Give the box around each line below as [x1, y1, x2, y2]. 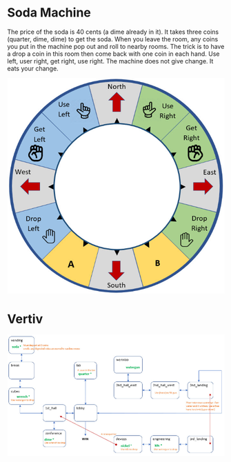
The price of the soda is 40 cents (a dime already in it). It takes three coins [7, 28, 219, 36]
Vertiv [7, 312, 43, 327]
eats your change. [7, 64, 59, 72]
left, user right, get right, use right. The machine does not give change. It [7, 57, 214, 65]
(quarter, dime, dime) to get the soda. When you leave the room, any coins [7, 34, 219, 43]
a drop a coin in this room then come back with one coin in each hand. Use [7, 50, 220, 58]
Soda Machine [7, 5, 91, 21]
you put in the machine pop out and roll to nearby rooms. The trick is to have [7, 42, 225, 50]
